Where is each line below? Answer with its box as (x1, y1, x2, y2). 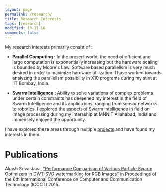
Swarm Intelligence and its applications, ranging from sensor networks (12, 101, 158, 106)
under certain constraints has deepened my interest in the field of (12, 95, 147, 101)
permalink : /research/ (5, 12, 52, 17)
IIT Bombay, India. (12, 80, 50, 86)
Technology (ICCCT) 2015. (5, 181, 60, 187)
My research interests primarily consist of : (5, 44, 93, 50)
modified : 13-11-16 (5, 26, 46, 31)
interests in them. (5, 132, 41, 137)
